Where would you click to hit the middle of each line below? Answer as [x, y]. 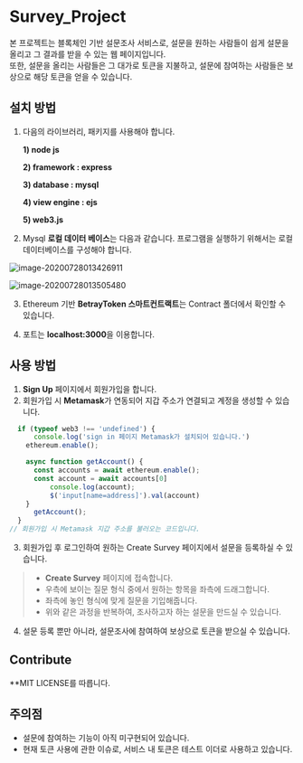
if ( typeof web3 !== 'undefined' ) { [86, 429]
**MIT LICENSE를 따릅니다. [60, 683]
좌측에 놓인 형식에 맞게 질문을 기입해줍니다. [121, 601]
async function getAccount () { [85, 462]
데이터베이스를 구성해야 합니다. [77, 250]
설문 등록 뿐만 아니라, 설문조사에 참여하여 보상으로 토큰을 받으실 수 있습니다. [156, 631]
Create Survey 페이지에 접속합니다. [109, 578]
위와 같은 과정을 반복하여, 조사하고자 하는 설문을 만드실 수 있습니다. [163, 612]
